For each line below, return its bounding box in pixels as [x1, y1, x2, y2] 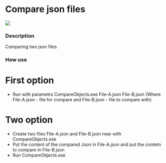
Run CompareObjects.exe [12, 152, 66, 158]
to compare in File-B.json [12, 147, 65, 153]
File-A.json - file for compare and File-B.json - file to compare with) [12, 97, 152, 103]
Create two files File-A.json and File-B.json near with [12, 131, 122, 137]
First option [5, 75, 54, 86]
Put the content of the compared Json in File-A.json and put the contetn [12, 141, 161, 147]
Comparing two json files [5, 44, 57, 50]
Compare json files [5, 4, 86, 15]
